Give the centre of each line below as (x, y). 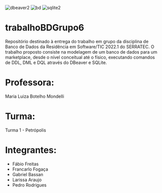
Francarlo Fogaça (30, 169)
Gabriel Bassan (28, 174)
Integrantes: (31, 150)
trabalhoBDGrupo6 (45, 28)
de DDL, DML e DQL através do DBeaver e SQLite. (56, 63)
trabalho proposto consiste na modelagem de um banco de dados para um (81, 52)
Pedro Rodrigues (29, 185)
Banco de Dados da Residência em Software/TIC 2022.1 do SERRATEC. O (80, 47)
